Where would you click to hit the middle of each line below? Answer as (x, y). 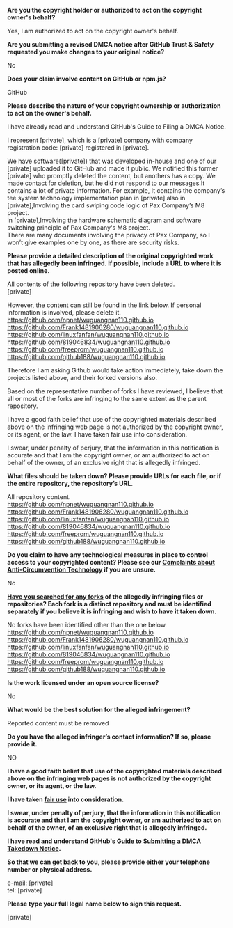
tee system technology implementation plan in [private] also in (96, 198)
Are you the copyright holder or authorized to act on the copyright (105, 10)
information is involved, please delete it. (64, 312)
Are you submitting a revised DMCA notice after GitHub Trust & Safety (111, 44)
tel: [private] (25, 890)
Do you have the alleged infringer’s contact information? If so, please (109, 737)
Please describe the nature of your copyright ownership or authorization (114, 106)
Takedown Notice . (34, 848)
